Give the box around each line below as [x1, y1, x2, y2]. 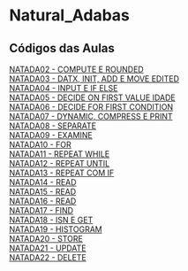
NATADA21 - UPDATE [9, 243, 86, 253]
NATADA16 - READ [9, 196, 77, 206]
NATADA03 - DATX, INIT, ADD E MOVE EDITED [9, 74, 179, 84]
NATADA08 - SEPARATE [9, 120, 97, 131]
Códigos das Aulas [9, 41, 115, 56]
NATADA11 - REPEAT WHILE [9, 149, 110, 159]
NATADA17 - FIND [9, 205, 73, 215]
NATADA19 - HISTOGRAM [9, 224, 103, 235]
